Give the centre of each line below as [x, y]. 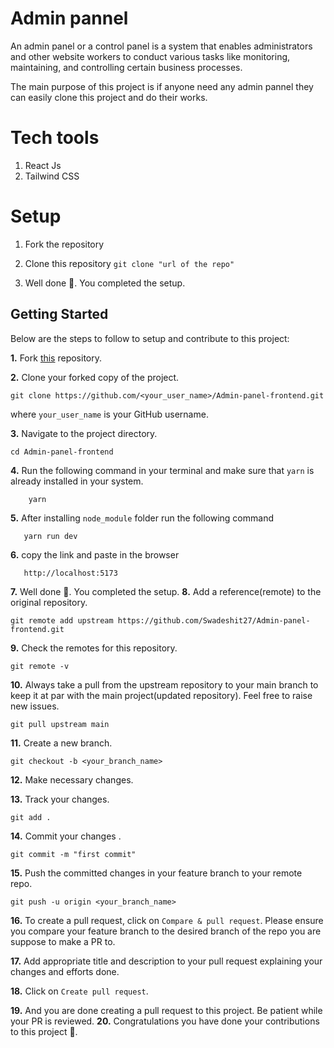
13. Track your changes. [60, 799]
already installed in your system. [77, 481]
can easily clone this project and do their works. [109, 97]
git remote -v [40, 666]
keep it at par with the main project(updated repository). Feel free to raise [161, 695]
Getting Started [59, 314]
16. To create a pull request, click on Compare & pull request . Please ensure [167, 920]
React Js [43, 165]
